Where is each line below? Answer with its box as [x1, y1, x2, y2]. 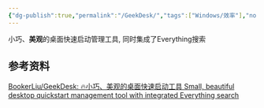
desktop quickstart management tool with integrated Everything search [8, 91, 240, 100]
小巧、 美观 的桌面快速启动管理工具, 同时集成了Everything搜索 [8, 34, 206, 43]
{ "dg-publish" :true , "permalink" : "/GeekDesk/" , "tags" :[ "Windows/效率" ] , [8, 11, 247, 20]
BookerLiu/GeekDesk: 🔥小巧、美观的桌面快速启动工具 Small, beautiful [8, 82, 235, 91]
